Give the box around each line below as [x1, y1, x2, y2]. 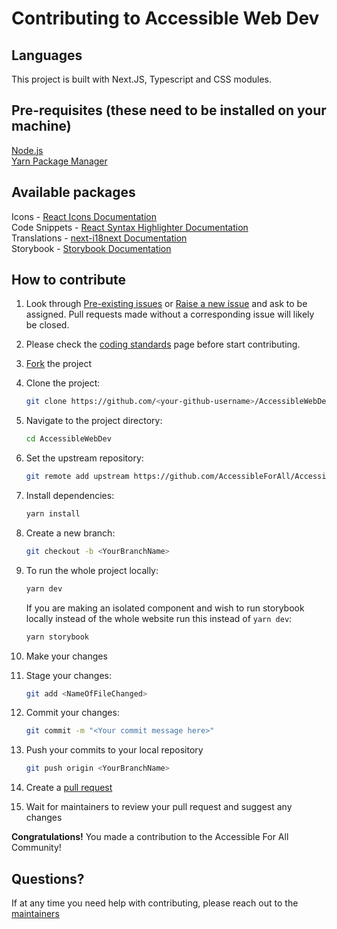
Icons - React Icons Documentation [11, 210, 157, 222]
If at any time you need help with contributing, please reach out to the [11, 897, 299, 909]
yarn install [25, 509, 81, 519]
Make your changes [25, 650, 108, 662]
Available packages [11, 184, 136, 201]
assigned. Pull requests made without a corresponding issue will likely [25, 308, 315, 321]
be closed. [25, 319, 70, 331]
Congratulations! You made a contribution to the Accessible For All [11, 831, 289, 843]
